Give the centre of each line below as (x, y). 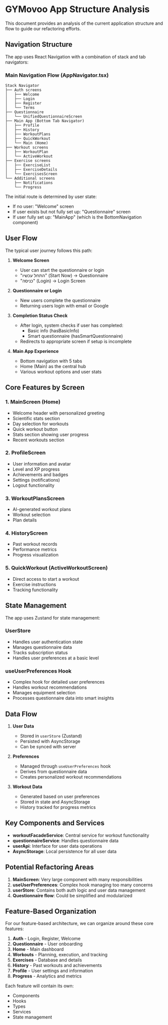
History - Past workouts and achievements (57, 965)
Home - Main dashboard (38, 949)
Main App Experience (36, 351)
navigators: (17, 62)
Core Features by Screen (45, 388)
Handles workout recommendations (50, 687)
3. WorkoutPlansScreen (35, 498)
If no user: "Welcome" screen (43, 207)
